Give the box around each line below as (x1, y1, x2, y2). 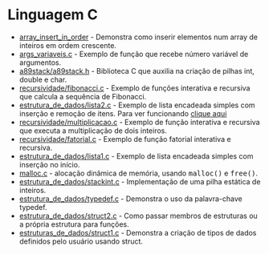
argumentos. (18, 58, 62, 67)
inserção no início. (18, 159, 80, 169)
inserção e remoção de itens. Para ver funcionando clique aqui (18, 108, 227, 118)
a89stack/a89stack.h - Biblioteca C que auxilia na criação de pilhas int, (18, 66, 255, 75)
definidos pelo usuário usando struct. (18, 236, 144, 246)
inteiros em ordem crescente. (18, 40, 117, 50)
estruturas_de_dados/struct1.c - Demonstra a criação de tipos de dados (18, 228, 257, 237)
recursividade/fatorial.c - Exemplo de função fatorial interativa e (18, 134, 231, 143)
